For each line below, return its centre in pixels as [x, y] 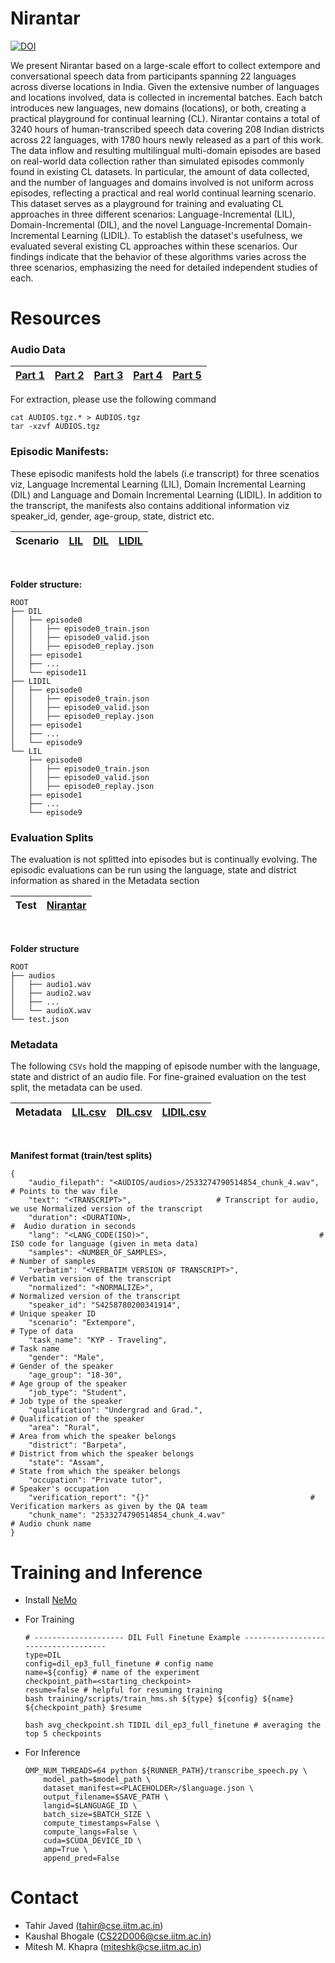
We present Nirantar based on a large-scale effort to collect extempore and [165, 65]
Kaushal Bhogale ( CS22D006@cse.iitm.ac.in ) [118, 1936]
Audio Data [38, 350]
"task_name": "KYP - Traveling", [98, 1340]
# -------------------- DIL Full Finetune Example [132, 1638]
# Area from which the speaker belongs [93, 1437]
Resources [56, 318]
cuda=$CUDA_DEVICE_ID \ [92, 1841]
